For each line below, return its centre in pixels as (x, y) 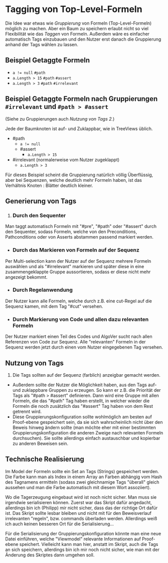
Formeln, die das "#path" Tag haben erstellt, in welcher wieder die (81, 401)
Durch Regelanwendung (42, 290)
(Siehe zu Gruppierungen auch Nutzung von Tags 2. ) (60, 119)
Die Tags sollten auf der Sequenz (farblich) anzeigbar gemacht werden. (86, 375)
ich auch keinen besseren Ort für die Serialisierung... (60, 524)
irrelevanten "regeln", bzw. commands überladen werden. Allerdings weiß (81, 518)
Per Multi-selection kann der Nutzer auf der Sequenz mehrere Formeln (78, 261)
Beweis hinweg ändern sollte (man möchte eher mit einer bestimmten (84, 427)
